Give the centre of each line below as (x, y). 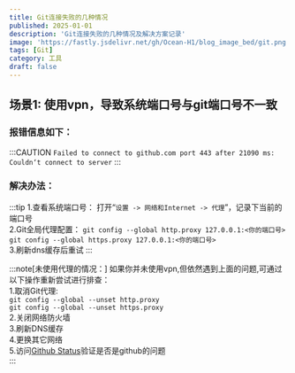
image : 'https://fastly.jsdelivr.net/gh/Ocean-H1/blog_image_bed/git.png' (150, 42)
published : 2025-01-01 (51, 26)
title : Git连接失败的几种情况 (59, 17)
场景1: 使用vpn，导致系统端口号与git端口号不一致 (144, 105)
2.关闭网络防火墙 (40, 317)
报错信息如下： (41, 132)
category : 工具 (36, 58)
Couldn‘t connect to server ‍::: (65, 161)
